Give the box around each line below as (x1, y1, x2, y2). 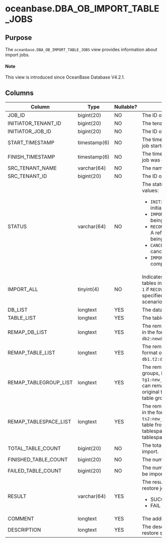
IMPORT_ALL (7, 286, 38, 293)
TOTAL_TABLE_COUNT (7, 445, 61, 452)
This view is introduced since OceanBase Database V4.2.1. (5, 74, 125, 80)
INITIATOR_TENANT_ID (7, 120, 61, 127)
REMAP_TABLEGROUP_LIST (7, 379, 73, 386)
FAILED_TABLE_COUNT (7, 467, 62, 474)
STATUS (7, 223, 27, 230)
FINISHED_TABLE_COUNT (7, 456, 68, 463)
